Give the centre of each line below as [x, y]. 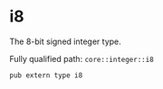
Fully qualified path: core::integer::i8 [81, 58]
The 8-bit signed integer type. [66, 41]
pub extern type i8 [46, 75]
